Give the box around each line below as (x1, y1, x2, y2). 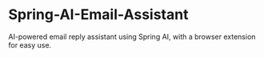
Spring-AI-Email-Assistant (8, 6, 189, 24)
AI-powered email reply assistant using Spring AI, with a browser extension (8, 32, 256, 41)
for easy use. (8, 40, 52, 49)
